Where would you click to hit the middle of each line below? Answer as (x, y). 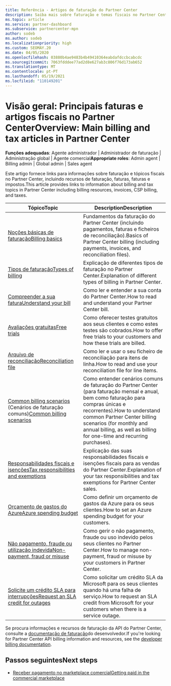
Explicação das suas (108, 450)
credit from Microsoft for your (119, 602)
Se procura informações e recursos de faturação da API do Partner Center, (84, 628)
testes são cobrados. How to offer (123, 330)
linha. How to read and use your (120, 364)
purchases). (97, 442)
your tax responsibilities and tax (121, 476)
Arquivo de (21, 354)
